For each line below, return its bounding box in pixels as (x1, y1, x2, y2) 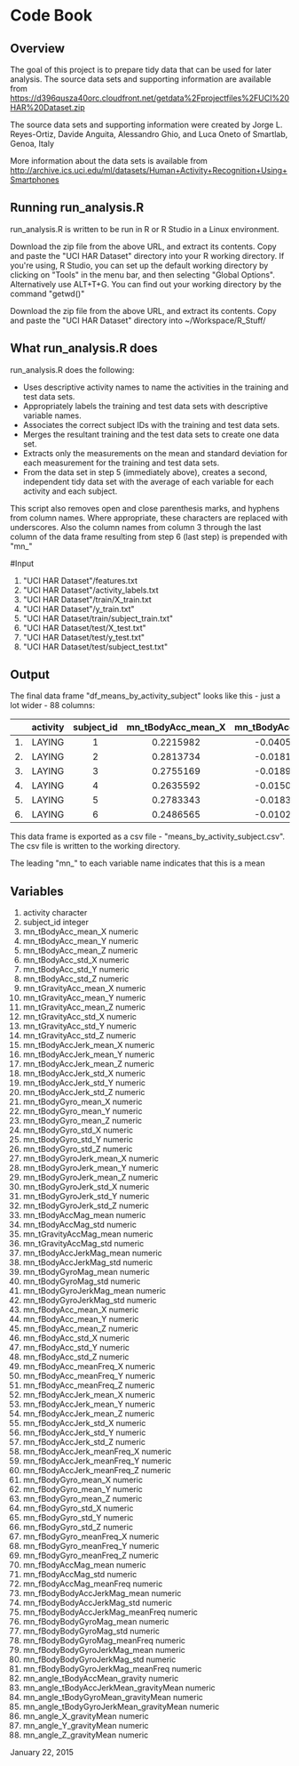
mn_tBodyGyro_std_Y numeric (22, 1134, 134, 1145)
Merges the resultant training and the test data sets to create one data (22, 429, 279, 439)
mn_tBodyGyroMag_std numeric (22, 1276, 141, 1286)
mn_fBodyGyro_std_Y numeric (22, 1512, 134, 1523)
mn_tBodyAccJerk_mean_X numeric (22, 1040, 155, 1051)
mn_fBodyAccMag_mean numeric (22, 1560, 147, 1570)
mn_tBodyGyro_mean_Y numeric (22, 1106, 143, 1117)
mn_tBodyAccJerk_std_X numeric (22, 1068, 146, 1079)
